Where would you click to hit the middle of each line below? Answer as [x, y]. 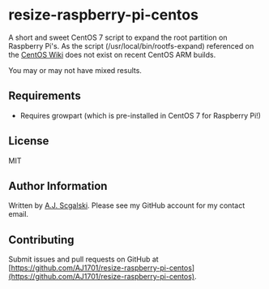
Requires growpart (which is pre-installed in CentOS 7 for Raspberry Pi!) [141, 115]
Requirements [45, 96]
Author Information [58, 185]
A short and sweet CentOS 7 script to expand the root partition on [118, 37]
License [29, 141]
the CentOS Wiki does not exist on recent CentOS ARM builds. [112, 54]
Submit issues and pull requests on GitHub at [84, 259]
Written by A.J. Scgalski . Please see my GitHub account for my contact [127, 205]
